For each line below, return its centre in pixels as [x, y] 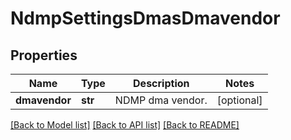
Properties [44, 55]
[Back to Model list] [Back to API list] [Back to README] [125, 125]
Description [161, 83]
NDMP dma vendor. [161, 100]
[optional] [239, 100]
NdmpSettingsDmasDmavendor [145, 18]
